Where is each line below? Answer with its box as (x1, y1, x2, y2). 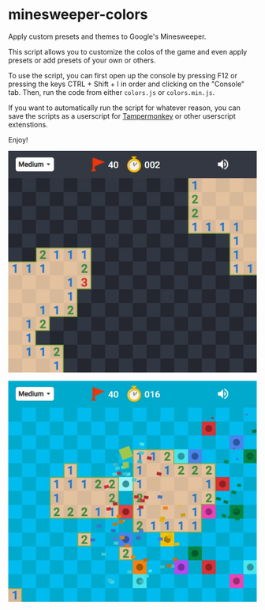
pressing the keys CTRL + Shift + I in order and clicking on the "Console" (8, 79, 245, 89)
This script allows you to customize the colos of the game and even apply (8, 47, 248, 56)
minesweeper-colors (8, 6, 148, 24)
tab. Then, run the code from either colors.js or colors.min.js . (8, 87, 215, 97)
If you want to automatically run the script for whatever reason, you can (8, 103, 241, 112)
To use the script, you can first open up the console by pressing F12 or (8, 70, 238, 80)
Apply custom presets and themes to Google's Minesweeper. (8, 32, 207, 41)
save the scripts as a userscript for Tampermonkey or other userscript (8, 111, 236, 120)
